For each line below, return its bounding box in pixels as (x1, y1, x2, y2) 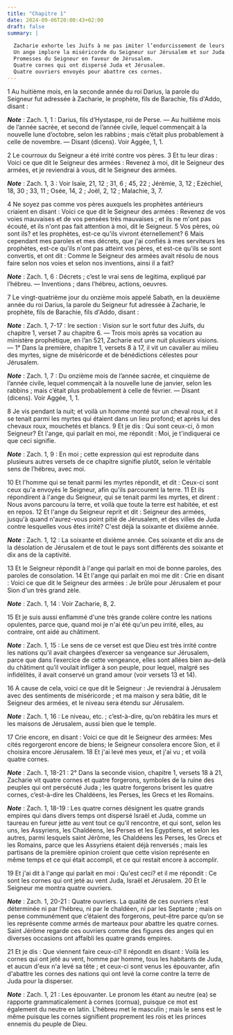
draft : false (7, 23, 45, 30)
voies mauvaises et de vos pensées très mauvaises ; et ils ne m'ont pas (7, 214, 212, 223)
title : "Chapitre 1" (7, 10, 67, 17)
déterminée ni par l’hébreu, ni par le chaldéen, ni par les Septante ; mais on (7, 904, 222, 912)
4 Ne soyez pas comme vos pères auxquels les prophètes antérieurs (7, 200, 203, 208)
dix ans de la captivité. (7, 550, 71, 559)
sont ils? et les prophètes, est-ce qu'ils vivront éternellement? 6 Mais (7, 229, 205, 238)
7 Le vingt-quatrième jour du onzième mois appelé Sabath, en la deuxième (7, 293, 221, 302)
